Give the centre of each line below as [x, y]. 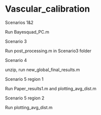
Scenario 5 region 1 [24, 79]
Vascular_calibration [48, 9]
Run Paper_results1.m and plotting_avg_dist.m [51, 88]
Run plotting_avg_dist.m [29, 107]
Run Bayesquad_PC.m [27, 32]
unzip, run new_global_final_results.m [42, 70]
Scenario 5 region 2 [25, 98]
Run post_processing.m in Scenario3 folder [48, 51]
